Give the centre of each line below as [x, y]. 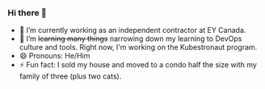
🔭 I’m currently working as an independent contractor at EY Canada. [132, 30]
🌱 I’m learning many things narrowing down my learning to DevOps [130, 38]
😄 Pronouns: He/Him [55, 56]
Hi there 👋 [27, 13]
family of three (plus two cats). [70, 76]
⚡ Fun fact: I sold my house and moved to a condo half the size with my [138, 65]
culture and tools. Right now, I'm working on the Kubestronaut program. [138, 47]
